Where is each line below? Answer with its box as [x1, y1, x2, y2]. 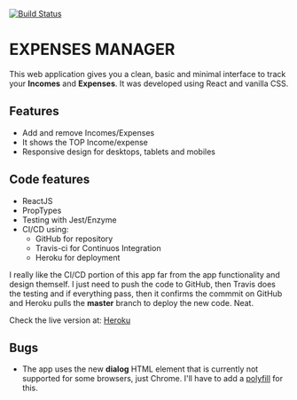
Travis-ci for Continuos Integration [35, 242, 161, 253]
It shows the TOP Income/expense [21, 137, 148, 147]
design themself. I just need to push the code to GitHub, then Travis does [9, 278, 277, 289]
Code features [9, 172, 90, 187]
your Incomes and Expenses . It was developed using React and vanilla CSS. [9, 78, 289, 89]
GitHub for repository [35, 233, 113, 244]
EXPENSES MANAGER [9, 40, 176, 59]
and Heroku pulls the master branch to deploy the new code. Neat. [9, 297, 254, 308]
